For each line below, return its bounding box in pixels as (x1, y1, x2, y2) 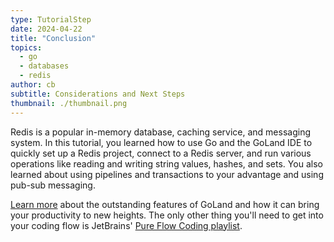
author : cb (10, 80, 56, 90)
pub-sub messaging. (10, 179, 96, 191)
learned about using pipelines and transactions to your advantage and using (10, 168, 324, 180)
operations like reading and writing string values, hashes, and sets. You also (10, 157, 323, 170)
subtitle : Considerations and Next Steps (10, 89, 186, 99)
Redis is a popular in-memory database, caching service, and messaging (10, 126, 311, 138)
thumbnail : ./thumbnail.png (10, 98, 128, 108)
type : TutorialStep (10, 14, 92, 25)
